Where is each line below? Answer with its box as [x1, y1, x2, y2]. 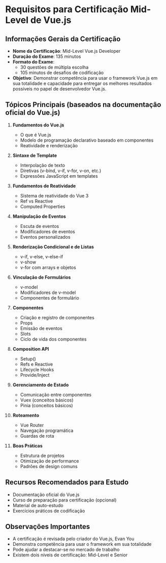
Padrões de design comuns [20, 463, 78, 469]
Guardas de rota [20, 433, 54, 439]
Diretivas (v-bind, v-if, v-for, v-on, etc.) [20, 168, 102, 174]
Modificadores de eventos [20, 228, 75, 235]
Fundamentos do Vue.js [12, 122, 64, 128]
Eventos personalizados [20, 234, 71, 240]
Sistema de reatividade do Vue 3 [20, 192, 89, 198]
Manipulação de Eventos [12, 213, 66, 219]
